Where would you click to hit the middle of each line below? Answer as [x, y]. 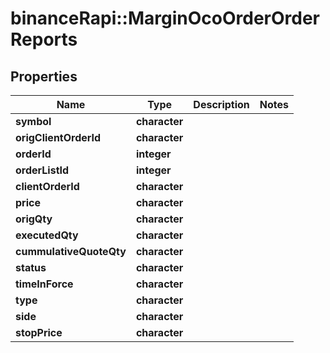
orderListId [42, 170]
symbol [33, 121]
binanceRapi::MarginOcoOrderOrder [165, 18]
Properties [44, 76]
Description [221, 104]
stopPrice [39, 332]
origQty [34, 219]
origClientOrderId [58, 137]
